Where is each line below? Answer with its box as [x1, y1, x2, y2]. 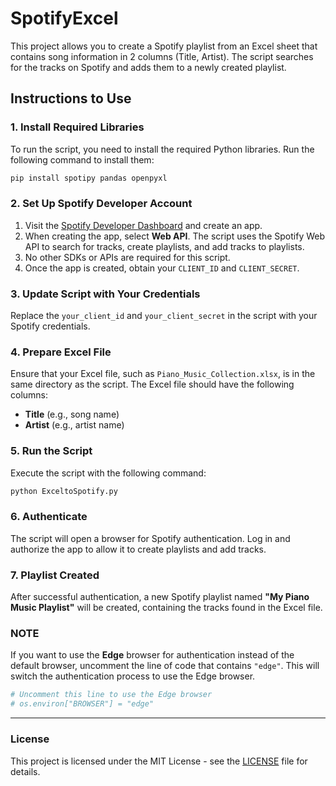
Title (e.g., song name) [24, 408, 120, 421]
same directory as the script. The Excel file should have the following [10, 378, 295, 391]
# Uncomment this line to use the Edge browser [10, 690, 213, 700]
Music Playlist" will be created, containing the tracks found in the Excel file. [10, 602, 323, 614]
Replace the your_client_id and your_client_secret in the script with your [10, 310, 318, 322]
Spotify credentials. [10, 320, 91, 332]
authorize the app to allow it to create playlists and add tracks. [10, 543, 267, 555]
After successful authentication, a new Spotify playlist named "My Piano [10, 591, 310, 603]
